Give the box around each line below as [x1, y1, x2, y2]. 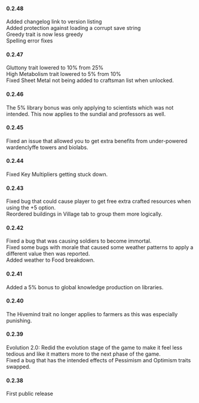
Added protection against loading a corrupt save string [6, 25, 141, 32]
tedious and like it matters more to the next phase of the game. [6, 350, 161, 357]
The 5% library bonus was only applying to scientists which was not [6, 104, 174, 111]
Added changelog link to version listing [6, 18, 102, 25]
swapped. [6, 363, 31, 371]
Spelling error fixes [6, 37, 53, 44]
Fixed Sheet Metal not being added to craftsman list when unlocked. [6, 77, 174, 84]
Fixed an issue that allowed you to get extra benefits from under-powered [6, 137, 188, 144]
